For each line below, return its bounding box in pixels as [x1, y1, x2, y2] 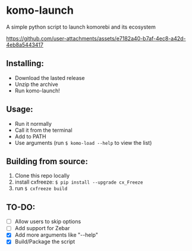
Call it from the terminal [14, 126, 73, 134]
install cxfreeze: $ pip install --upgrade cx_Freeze [14, 178, 143, 185]
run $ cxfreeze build [14, 185, 68, 192]
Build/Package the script [14, 238, 75, 245]
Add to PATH [14, 132, 46, 140]
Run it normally [14, 120, 52, 127]
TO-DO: [6, 202, 36, 212]
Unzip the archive [14, 80, 58, 88]
